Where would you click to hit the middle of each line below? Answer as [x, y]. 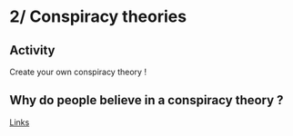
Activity [33, 50]
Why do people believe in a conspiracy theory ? [146, 100]
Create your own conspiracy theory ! [78, 72]
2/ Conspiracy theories [98, 17]
